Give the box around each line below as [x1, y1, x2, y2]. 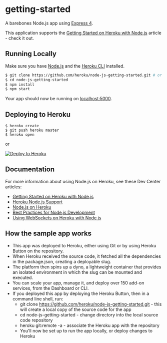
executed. [12, 274, 33, 280]
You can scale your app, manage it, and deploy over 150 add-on [12, 279, 144, 286]
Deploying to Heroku [5, 110, 71, 119]
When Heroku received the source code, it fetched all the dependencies [12, 253, 161, 259]
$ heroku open [5, 132, 35, 137]
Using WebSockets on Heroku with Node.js [12, 214, 101, 221]
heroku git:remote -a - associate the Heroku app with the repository [19, 322, 160, 328]
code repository [19, 317, 53, 323]
